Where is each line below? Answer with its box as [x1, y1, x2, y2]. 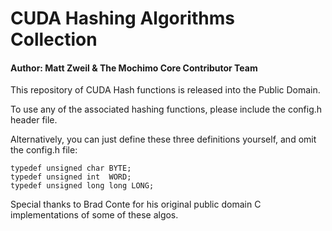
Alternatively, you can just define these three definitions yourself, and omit [10, 133, 317, 146]
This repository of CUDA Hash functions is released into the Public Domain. [10, 84, 321, 96]
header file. [10, 114, 58, 126]
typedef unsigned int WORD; [10, 172, 132, 182]
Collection [10, 28, 98, 51]
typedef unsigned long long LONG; [10, 181, 155, 191]
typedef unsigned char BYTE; [10, 163, 132, 174]
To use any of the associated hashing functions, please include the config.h [10, 103, 323, 116]
